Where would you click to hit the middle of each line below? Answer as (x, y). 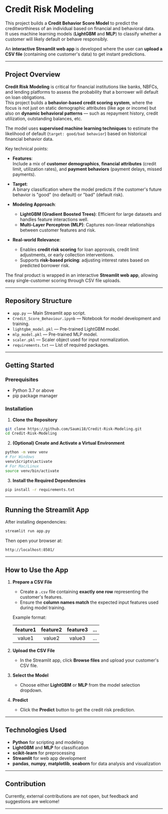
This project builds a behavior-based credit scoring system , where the (79, 102)
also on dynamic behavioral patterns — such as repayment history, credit (82, 113)
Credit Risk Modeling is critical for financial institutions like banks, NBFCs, (82, 87)
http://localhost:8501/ (30, 550)
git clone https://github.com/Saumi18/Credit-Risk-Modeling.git (73, 429)
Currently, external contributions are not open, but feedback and (72, 796)
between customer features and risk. (58, 230)
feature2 (51, 630)
